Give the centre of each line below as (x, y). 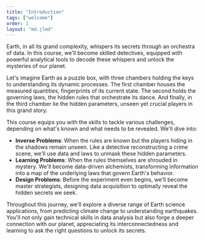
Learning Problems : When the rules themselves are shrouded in (96, 160)
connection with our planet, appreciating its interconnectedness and (93, 224)
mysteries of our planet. (36, 66)
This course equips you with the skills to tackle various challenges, (91, 122)
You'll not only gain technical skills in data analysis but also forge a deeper (100, 217)
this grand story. (27, 110)
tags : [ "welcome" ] (30, 18)
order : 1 (17, 23)
